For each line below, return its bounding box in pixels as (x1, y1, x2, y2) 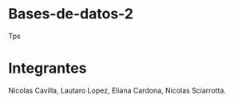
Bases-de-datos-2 (8, 5, 134, 23)
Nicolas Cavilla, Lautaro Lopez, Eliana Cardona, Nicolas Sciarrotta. (8, 85, 226, 95)
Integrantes (8, 59, 87, 77)
